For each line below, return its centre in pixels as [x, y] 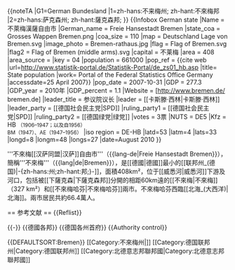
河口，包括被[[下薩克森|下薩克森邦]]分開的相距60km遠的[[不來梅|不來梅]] [113, 180]
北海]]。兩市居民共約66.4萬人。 [53, 198]
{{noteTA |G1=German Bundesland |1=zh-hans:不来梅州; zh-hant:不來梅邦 [113, 11]
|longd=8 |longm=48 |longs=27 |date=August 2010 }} [85, 140]
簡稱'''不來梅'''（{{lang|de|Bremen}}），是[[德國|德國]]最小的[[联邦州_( [108, 163]
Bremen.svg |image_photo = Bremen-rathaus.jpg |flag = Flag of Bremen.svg [117, 44]
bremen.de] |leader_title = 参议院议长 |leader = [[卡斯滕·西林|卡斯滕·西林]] [114, 99]
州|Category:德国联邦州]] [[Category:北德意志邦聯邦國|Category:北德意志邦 [116, 251]
